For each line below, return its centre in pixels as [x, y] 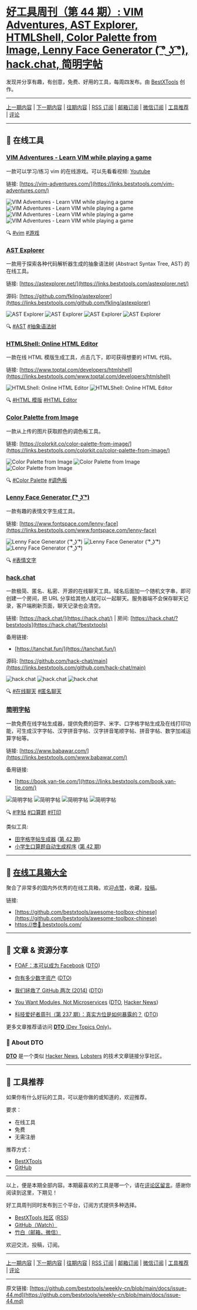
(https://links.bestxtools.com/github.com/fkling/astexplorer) [78, 302]
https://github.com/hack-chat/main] [64, 661]
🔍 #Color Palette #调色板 [37, 480]
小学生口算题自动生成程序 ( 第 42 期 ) [58, 846]
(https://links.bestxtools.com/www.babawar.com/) [67, 757]
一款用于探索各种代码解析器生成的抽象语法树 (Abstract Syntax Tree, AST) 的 [98, 263]
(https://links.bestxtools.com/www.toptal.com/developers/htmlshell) [89, 376]
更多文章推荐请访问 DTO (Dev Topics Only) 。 [60, 1027]
